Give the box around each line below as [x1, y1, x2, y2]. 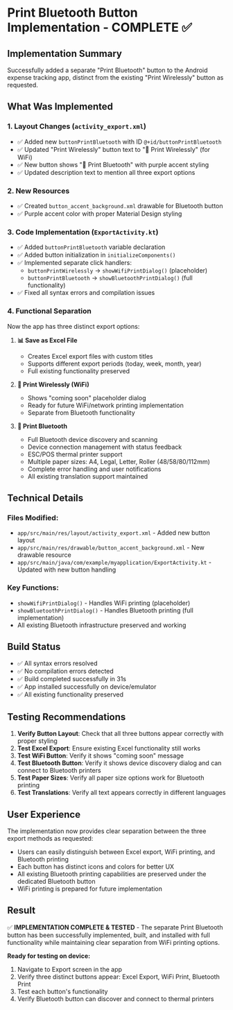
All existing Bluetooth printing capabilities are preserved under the [17, 870, 207, 878]
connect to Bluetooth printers [17, 767, 102, 775]
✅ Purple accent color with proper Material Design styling [17, 209, 182, 218]
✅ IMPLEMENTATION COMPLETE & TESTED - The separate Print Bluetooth [7, 923, 223, 931]
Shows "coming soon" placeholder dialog [27, 393, 147, 402]
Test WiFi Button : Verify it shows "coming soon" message [17, 751, 184, 760]
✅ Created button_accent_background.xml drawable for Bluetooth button [17, 201, 223, 209]
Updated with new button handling [17, 565, 116, 574]
